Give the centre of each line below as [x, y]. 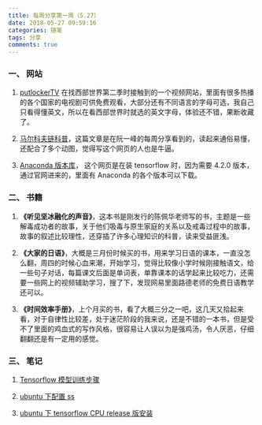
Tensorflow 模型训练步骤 [59, 380]
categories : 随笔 [35, 30]
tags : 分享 [25, 37]
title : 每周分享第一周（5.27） [54, 15]
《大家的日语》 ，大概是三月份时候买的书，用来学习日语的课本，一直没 [131, 252]
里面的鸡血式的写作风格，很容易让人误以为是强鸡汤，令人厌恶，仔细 [144, 329]
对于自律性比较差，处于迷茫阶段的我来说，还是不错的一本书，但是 [140, 319]
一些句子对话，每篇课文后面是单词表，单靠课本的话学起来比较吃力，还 [133, 272]
